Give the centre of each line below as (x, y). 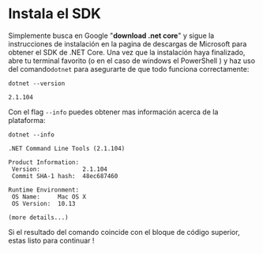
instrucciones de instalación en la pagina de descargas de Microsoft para (128, 43)
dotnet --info (32, 135)
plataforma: (27, 120)
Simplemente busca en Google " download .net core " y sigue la (111, 35)
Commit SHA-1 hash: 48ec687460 (65, 176)
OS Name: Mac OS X (49, 197)
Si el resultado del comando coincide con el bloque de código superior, (124, 232)
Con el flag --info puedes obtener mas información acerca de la (113, 112)
